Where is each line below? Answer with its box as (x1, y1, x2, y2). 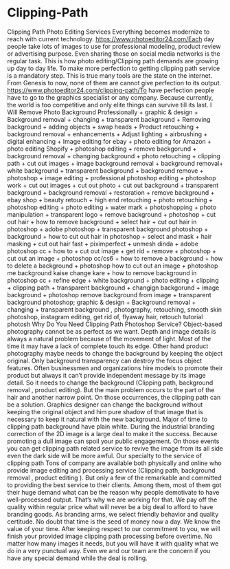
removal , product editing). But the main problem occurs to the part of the (7, 385, 215, 394)
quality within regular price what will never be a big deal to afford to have (7, 502, 214, 511)
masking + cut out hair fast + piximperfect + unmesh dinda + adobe (7, 239, 199, 248)
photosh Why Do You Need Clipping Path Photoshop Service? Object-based (7, 320, 222, 328)
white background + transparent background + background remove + (7, 167, 204, 175)
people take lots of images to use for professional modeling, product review (7, 42, 221, 50)
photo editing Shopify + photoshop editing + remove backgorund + (7, 144, 197, 153)
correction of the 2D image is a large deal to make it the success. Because (7, 429, 218, 438)
